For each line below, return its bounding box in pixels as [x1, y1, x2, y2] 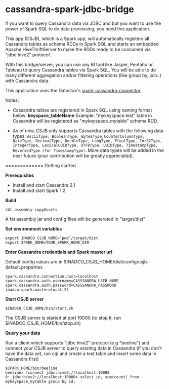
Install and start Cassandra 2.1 [12, 182, 75, 188]
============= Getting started [5, 162, 76, 168]
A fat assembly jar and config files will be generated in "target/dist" [5, 216, 146, 222]
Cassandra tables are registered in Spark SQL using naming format [12, 107, 152, 113]
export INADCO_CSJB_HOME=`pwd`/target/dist [5, 236, 99, 241]
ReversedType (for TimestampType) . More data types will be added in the [12, 147, 164, 153]
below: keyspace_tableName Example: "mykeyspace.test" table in [12, 112, 152, 119]
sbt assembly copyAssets [5, 207, 58, 212]
